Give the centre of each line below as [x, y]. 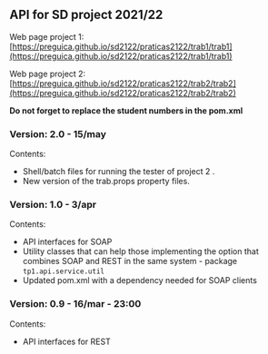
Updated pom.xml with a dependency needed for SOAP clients [139, 280]
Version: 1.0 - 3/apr [53, 205]
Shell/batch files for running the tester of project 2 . [119, 172]
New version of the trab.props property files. [106, 182]
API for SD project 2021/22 [86, 15]
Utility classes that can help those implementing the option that [140, 251]
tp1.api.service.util [63, 271]
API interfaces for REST [66, 341]
